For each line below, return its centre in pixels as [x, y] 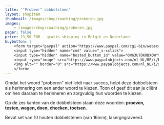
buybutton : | [18, 42]
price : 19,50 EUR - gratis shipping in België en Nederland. [69, 37]
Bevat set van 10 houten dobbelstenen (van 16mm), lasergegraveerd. [74, 117]
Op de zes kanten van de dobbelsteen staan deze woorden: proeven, [75, 103]
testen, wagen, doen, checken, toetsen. [46, 108]
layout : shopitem [23, 14]
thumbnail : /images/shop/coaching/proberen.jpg [54, 19]
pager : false [18, 32]
